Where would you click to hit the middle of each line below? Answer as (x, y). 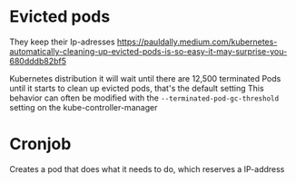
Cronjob (40, 144)
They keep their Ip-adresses (62, 42)
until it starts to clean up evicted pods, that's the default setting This (137, 88)
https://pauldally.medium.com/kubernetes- (197, 42)
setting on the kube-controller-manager (84, 107)
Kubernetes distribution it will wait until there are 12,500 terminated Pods (145, 78)
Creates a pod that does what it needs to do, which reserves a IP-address (147, 169)
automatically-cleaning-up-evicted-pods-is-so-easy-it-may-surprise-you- (148, 51)
